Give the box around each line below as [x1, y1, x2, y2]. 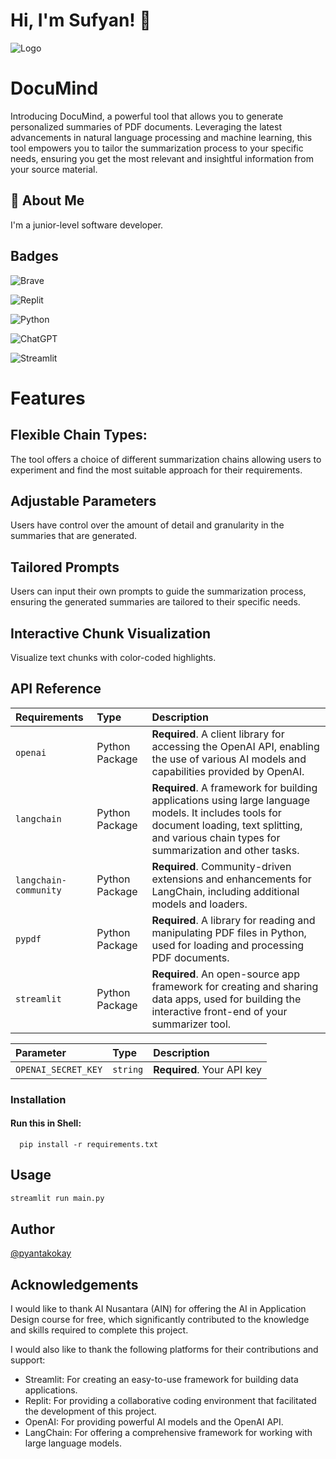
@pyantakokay [10, 1247, 72, 1259]
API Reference [10, 680, 102, 698]
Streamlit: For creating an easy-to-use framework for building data [24, 1374, 299, 1386]
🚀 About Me [10, 192, 85, 209]
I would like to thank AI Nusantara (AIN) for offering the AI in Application [10, 1303, 307, 1315]
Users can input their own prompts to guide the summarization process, [10, 585, 307, 598]
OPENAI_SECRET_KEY [15, 1064, 103, 1075]
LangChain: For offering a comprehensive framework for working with [24, 1427, 313, 1439]
